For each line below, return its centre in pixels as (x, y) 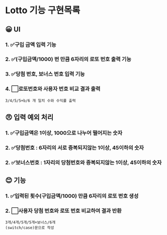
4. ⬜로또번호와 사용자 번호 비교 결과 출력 (53, 89)
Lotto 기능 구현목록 (43, 10)
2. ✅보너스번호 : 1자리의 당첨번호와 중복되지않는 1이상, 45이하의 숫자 (83, 162)
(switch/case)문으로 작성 (30, 228)
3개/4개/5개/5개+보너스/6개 (30, 222)
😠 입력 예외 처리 (29, 117)
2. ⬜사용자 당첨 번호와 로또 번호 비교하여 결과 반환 (63, 211)
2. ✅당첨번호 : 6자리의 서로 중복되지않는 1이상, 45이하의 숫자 (75, 148)
